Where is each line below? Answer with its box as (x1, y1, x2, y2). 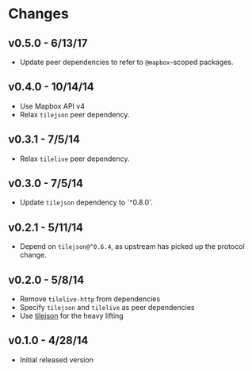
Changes (8, 5, 69, 23)
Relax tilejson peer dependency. (19, 109, 130, 119)
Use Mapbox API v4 (19, 101, 86, 111)
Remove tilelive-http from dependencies (19, 294, 161, 304)
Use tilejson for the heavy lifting (19, 311, 124, 321)
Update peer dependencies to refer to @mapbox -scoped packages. (19, 57, 234, 67)
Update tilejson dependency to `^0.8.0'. (19, 197, 153, 207)
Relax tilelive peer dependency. (19, 154, 130, 163)
